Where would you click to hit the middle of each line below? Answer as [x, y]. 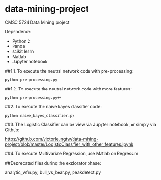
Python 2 [21, 41]
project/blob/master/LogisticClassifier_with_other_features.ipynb [69, 144]
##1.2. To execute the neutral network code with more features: [68, 89]
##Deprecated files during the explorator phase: [53, 163]
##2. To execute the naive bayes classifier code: [53, 106]
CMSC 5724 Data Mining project [37, 22]
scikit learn [23, 51]
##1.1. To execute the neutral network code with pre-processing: [69, 71]
